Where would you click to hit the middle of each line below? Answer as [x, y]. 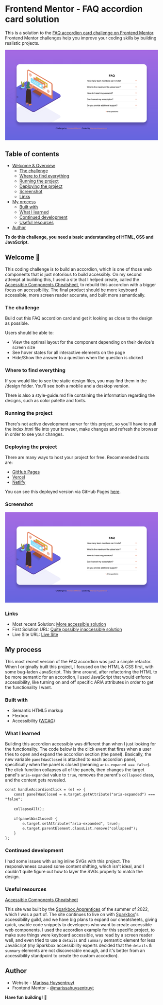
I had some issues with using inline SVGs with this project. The [67, 861]
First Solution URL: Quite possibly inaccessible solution [67, 629]
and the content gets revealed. [36, 780]
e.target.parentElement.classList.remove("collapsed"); [80, 829]
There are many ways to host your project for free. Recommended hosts [77, 458]
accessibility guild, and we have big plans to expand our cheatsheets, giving [81, 919]
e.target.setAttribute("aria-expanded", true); [71, 824]
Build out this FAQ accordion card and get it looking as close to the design [79, 318]
